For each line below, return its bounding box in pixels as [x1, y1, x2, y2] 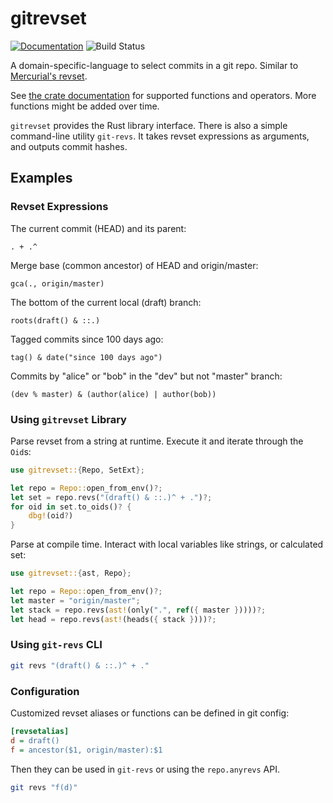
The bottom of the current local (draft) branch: [10, 296, 202, 308]
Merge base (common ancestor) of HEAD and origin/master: [10, 259, 259, 271]
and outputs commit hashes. [10, 140, 128, 152]
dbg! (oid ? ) [28, 511, 74, 521]
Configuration [10, 684, 80, 698]
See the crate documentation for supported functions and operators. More [10, 89, 317, 101]
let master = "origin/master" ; [10, 595, 141, 606]
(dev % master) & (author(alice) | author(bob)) [10, 389, 217, 399]
